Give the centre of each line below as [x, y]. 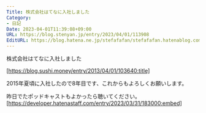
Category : [19, 18]
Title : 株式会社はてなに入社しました [48, 12]
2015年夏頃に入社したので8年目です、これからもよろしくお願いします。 [97, 83]
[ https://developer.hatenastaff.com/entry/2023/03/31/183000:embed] [94, 103]
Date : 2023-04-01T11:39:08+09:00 [49, 29]
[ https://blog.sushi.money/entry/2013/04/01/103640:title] [78, 71]
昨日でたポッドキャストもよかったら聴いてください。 [74, 96]
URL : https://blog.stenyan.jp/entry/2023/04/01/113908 [78, 35]
